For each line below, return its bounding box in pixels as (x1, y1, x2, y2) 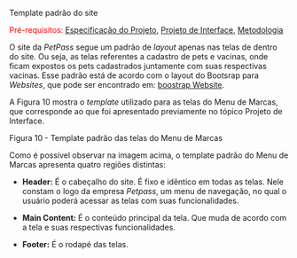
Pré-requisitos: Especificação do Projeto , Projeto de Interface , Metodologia (9, 25, 284, 35)
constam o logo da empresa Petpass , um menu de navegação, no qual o (21, 186, 287, 196)
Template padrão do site (9, 8, 98, 18)
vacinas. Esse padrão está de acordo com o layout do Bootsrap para (9, 70, 260, 81)
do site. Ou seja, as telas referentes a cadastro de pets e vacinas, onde (9, 51, 269, 61)
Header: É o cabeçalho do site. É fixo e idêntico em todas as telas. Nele (21, 176, 285, 187)
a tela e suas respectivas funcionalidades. (21, 222, 176, 232)
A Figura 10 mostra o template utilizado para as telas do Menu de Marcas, (9, 97, 278, 107)
